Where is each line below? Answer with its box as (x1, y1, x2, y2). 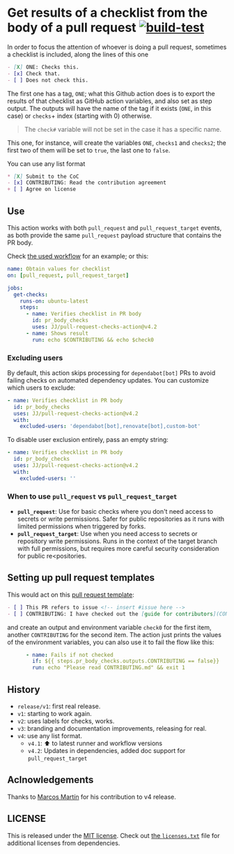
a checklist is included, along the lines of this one (7, 50, 148, 59)
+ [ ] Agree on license (7, 186, 77, 193)
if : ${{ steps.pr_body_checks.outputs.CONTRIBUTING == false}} (32, 657, 219, 665)
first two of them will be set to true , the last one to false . (7, 146, 171, 154)
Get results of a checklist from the (7, 5, 208, 21)
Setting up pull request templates (7, 572, 155, 584)
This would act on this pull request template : (7, 590, 134, 599)
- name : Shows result (25, 330, 89, 337)
